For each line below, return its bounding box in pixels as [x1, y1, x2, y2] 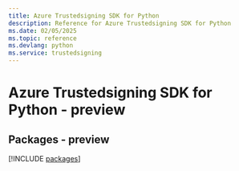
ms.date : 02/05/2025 [8, 26, 78, 35]
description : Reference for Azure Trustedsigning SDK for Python [8, 19, 231, 27]
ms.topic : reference [8, 34, 78, 43]
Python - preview [8, 101, 126, 119]
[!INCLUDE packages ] [8, 154, 81, 163]
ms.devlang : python [8, 42, 74, 50]
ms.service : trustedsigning [8, 49, 103, 57]
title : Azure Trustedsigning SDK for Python [8, 11, 160, 20]
